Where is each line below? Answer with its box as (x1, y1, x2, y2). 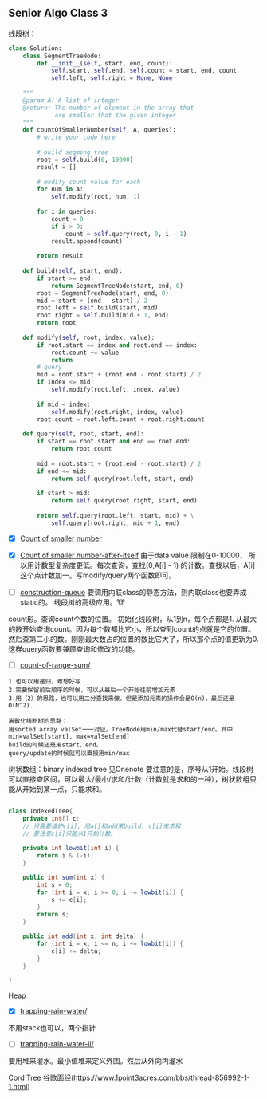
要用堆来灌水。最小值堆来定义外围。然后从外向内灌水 (8, 1056, 183, 1066)
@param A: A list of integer (22, 96, 120, 104)
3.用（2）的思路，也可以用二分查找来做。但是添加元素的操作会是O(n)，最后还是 (8, 694, 235, 703)
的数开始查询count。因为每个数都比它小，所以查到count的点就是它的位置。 (8, 624, 256, 633)
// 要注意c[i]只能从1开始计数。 (22, 829, 117, 837)
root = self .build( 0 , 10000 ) (37, 156, 134, 163)
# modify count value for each (37, 178, 141, 186)
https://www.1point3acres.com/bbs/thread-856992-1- (73, 1073, 251, 1083)
